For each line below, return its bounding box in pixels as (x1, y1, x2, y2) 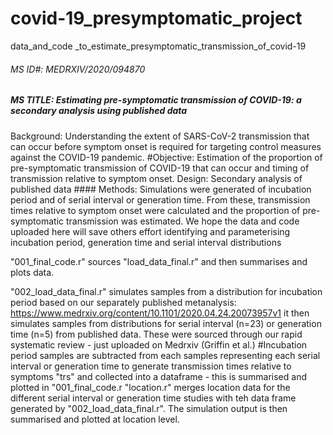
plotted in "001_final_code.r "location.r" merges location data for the (10, 381, 291, 393)
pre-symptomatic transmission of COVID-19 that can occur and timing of (10, 162, 310, 174)
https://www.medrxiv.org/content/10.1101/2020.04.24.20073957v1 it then (10, 307, 310, 319)
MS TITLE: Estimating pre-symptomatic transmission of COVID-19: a (10, 94, 302, 106)
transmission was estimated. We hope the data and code (65, 215, 300, 227)
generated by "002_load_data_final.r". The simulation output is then (10, 402, 288, 414)
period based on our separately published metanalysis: (10, 296, 237, 308)
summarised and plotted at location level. (10, 413, 180, 425)
